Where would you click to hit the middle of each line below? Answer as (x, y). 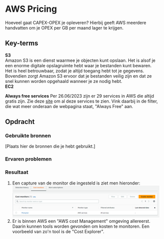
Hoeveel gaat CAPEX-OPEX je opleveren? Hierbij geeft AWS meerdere (76, 23)
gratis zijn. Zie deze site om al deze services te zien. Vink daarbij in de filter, (82, 101)
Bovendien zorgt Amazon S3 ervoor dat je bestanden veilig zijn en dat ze (78, 76)
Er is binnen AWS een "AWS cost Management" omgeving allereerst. (81, 221)
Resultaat (17, 172)
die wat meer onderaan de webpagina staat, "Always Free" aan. (69, 106)
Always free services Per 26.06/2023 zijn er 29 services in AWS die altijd (80, 96)
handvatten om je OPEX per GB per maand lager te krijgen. (64, 27)
